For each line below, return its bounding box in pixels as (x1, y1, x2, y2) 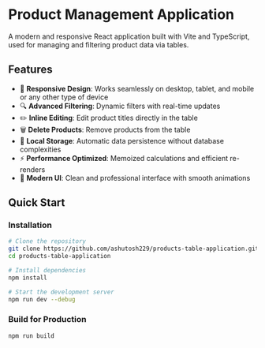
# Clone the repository (8, 238, 87, 245)
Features (8, 63, 53, 77)
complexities (19, 144, 62, 154)
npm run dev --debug (8, 295, 77, 303)
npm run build (8, 331, 55, 340)
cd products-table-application (8, 253, 111, 260)
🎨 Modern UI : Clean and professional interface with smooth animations (19, 173, 251, 182)
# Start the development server (8, 288, 114, 296)
